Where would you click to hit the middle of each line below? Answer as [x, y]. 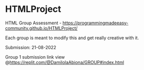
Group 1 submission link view [35, 57]
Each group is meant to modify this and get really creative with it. [72, 38]
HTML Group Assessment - [33, 23]
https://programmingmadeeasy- [95, 23]
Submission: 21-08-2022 [31, 47]
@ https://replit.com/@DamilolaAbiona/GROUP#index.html [64, 62]
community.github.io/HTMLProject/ [41, 28]
